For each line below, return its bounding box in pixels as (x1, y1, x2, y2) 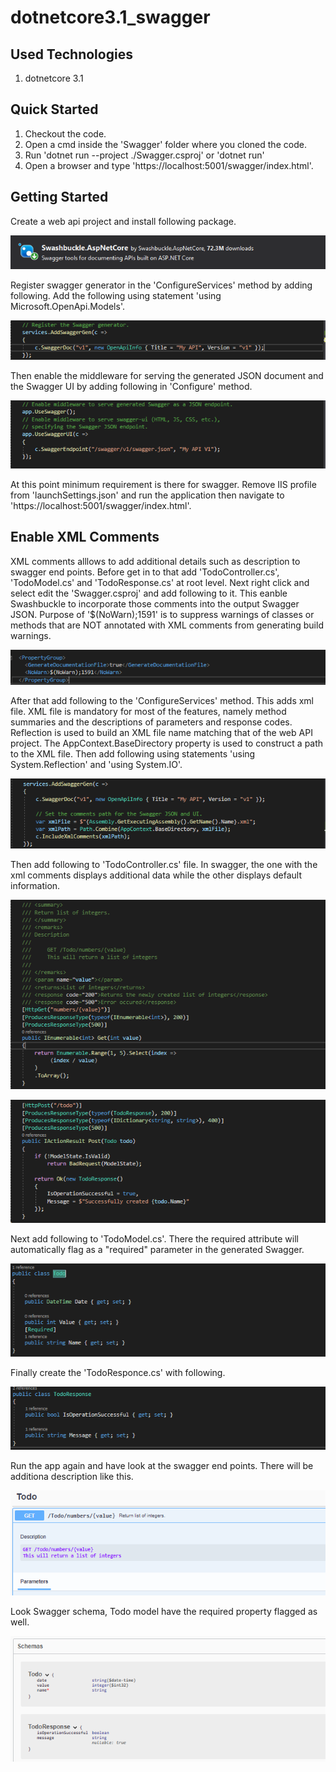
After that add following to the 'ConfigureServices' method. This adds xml (10, 694, 315, 706)
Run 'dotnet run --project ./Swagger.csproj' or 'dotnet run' (24, 149, 265, 161)
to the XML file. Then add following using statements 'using (10, 747, 256, 760)
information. (10, 879, 61, 891)
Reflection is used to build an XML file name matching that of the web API (10, 726, 313, 738)
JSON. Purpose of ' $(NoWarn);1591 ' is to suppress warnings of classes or (10, 608, 315, 620)
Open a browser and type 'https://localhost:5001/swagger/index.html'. (24, 159, 314, 171)
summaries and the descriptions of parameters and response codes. (10, 716, 293, 728)
